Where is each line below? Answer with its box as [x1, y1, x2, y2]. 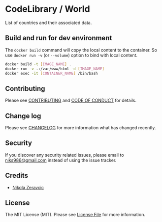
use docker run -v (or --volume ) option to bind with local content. [5, 52, 138, 58]
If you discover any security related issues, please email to [5, 152, 124, 158]
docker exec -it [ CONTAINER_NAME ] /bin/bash [5, 71, 98, 76]
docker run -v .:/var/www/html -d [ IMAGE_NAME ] [5, 66, 105, 71]
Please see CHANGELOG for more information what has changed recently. [5, 125, 156, 131]
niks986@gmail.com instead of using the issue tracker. [5, 157, 117, 163]
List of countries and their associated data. [5, 20, 92, 26]
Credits [5, 171, 29, 180]
